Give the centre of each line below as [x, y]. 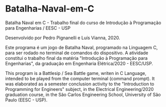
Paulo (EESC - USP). [26, 100]
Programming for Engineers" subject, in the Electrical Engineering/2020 [79, 89]
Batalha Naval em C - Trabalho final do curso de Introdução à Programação [83, 23]
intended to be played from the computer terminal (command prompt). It [80, 78]
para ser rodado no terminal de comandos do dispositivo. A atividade [77, 53]
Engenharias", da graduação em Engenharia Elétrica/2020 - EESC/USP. [79, 63]
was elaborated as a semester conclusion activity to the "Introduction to [80, 84]
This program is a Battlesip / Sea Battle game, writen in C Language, [76, 73]
